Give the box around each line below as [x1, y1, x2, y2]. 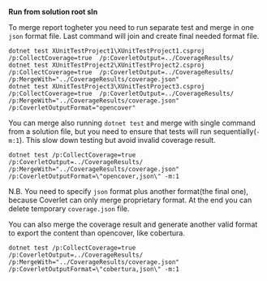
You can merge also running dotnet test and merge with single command [8, 118, 256, 128]
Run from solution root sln [8, 7, 98, 16]
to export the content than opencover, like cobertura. [8, 228, 185, 238]
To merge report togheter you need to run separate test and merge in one [8, 23, 254, 32]
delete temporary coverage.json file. [8, 204, 130, 214]
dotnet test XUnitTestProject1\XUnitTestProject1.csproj [8, 47, 205, 55]
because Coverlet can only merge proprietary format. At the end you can [8, 195, 252, 205]
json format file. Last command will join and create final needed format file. [8, 32, 260, 41]
